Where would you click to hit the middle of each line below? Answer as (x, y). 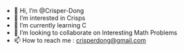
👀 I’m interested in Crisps (49, 18)
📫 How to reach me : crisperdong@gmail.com (80, 40)
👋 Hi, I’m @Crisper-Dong (49, 11)
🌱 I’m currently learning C (50, 25)
